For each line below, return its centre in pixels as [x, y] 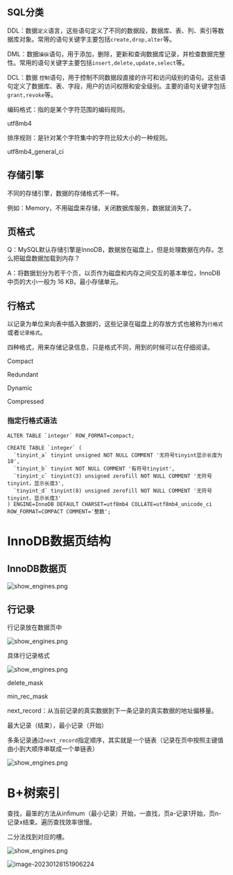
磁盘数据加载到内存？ [50, 258]
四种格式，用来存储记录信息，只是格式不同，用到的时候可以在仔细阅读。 [110, 347]
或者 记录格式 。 [27, 332]
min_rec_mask [28, 697]
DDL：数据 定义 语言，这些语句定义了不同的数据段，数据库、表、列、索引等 [113, 31]
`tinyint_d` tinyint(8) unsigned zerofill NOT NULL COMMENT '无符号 [113, 491]
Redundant [23, 375]
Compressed [26, 402]
